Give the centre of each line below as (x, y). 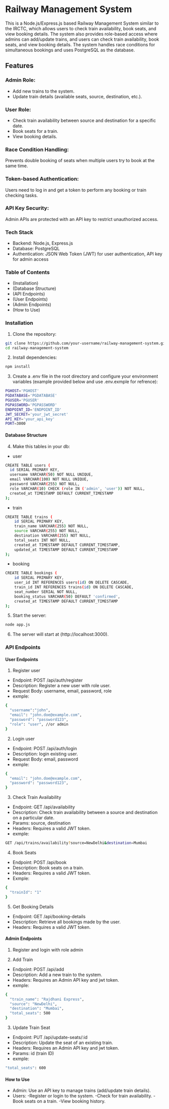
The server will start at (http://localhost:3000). (61, 634)
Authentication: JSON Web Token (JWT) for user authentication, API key (87, 254)
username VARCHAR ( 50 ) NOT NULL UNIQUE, (52, 475)
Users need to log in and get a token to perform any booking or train (76, 190)
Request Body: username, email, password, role (62, 691)
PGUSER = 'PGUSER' (22, 400)
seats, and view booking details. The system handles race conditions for (80, 44)
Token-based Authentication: (42, 179)
